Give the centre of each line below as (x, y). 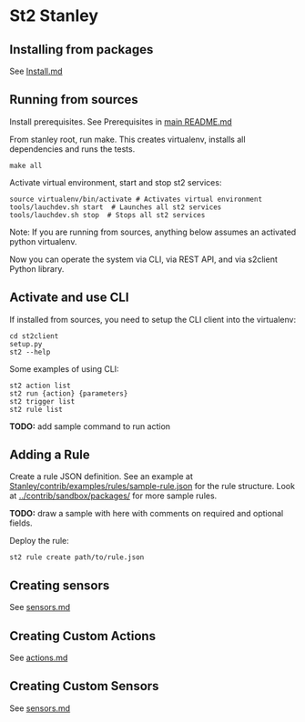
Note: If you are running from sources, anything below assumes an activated (153, 232)
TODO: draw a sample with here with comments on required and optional (147, 514)
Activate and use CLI (69, 298)
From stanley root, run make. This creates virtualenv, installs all (127, 139)
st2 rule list (36, 409)
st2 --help (30, 352)
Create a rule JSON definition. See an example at (101, 476)
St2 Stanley (54, 16)
